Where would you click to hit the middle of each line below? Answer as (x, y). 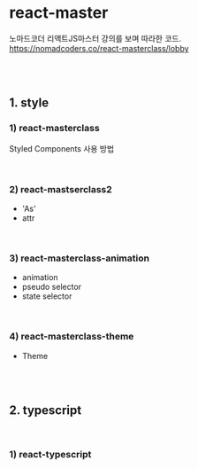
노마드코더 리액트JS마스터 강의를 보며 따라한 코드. (95, 38)
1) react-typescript (50, 455)
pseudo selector (52, 287)
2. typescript (46, 410)
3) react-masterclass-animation (80, 258)
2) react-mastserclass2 (61, 189)
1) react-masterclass (54, 129)
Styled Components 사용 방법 (62, 148)
